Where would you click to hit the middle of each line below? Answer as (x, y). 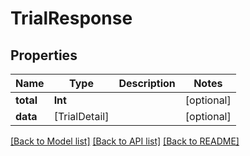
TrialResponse (71, 18)
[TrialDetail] (81, 116)
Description (147, 83)
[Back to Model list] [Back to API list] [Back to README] (125, 141)
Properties (44, 55)
